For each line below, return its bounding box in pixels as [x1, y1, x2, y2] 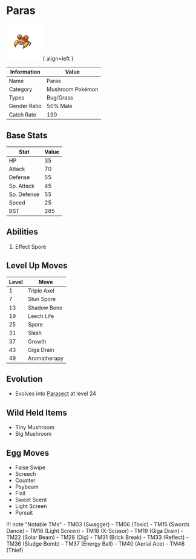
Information [10, 68, 41, 76]
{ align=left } [42, 55, 74, 62]
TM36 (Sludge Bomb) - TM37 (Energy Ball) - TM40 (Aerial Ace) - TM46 [6, 540, 185, 547]
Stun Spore [28, 296, 56, 303]
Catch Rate [8, 110, 36, 118]
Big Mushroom [15, 430, 52, 438]
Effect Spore [15, 243, 47, 250]
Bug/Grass [46, 94, 74, 101]
